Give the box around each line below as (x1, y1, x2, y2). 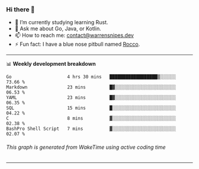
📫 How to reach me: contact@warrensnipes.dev (14, 32, 134, 39)
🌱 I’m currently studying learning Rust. (14, 19, 108, 26)
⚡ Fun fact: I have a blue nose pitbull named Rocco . (14, 41, 140, 48)
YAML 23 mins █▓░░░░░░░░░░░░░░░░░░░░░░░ (6, 95, 176, 101)
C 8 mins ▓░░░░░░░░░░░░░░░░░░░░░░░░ (6, 116, 176, 122)
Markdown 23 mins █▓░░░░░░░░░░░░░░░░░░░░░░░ (6, 84, 176, 91)
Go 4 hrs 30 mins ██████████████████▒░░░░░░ (6, 74, 176, 80)
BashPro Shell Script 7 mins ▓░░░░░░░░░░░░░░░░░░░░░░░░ (6, 126, 176, 132)
